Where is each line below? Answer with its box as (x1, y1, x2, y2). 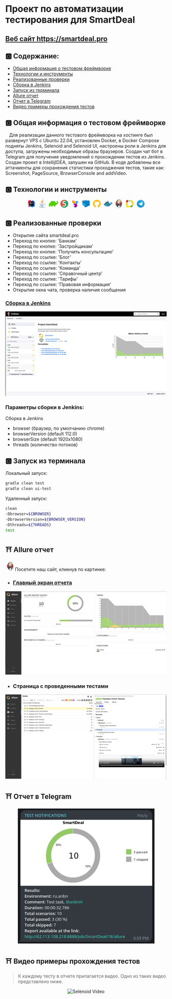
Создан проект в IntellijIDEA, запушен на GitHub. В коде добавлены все (5, 159, 161, 166)
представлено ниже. (17, 978, 63, 985)
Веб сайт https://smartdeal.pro (5, 34, 107, 43)
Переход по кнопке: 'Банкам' (12, 238, 77, 244)
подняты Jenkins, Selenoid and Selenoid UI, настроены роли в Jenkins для (5, 143, 166, 149)
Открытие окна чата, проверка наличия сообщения (12, 287, 126, 293)
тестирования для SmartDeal (5, 14, 136, 26)
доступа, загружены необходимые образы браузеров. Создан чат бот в (5, 148, 163, 154)
